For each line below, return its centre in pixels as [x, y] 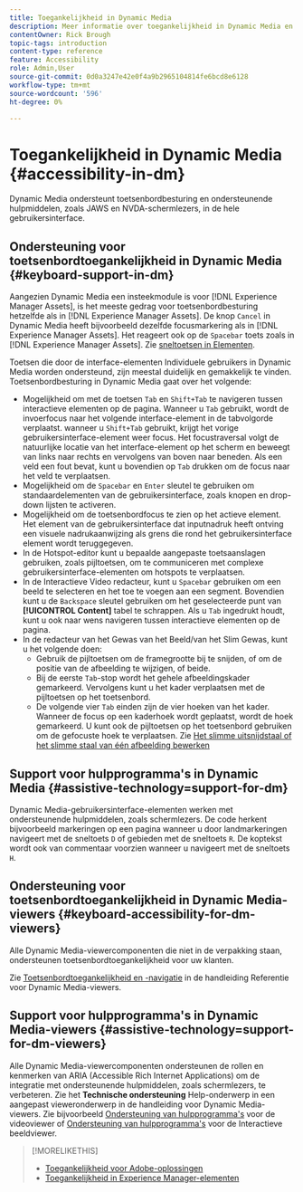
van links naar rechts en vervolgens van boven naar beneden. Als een [152, 457]
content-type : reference [56, 52]
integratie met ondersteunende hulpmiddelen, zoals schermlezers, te [138, 1085]
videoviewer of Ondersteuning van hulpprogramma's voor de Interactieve [146, 1123]
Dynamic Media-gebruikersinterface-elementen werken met [121, 809]
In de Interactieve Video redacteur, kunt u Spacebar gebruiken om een [152, 582]
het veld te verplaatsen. [66, 476]
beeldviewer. [33, 1133]
